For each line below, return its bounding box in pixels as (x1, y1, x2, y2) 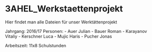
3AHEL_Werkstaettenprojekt (5, 3, 123, 14)
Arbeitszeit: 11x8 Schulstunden (5, 42, 67, 48)
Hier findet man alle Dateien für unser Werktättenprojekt (5, 19, 118, 25)
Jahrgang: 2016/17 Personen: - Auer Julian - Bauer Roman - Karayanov (5, 28, 147, 34)
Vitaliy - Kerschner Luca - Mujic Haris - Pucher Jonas (5, 33, 112, 39)
